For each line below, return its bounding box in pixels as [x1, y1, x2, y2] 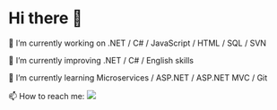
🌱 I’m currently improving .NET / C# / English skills [8, 55, 195, 65]
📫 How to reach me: [8, 90, 85, 101]
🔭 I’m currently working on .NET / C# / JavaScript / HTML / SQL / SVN [8, 38, 266, 48]
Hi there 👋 [8, 8, 82, 29]
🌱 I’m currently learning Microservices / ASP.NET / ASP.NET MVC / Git [8, 72, 268, 83]
